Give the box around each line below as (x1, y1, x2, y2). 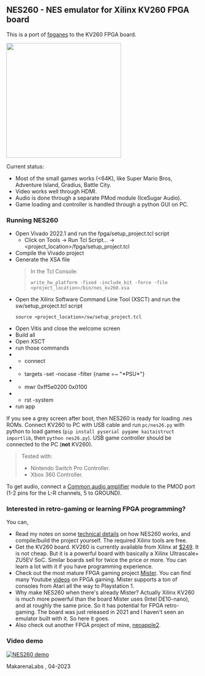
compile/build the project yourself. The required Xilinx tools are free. (15, 537, 188, 544)
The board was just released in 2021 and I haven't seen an (37, 609, 184, 616)
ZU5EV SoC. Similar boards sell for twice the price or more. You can (15, 557, 187, 564)
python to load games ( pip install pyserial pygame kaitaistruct (6, 428, 174, 435)
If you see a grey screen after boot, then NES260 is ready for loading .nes (6, 415, 193, 422)
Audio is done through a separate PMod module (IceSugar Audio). (15, 194, 182, 201)
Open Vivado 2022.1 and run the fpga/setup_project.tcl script (15, 230, 170, 238)
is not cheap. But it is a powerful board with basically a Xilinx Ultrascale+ (15, 550, 199, 557)
